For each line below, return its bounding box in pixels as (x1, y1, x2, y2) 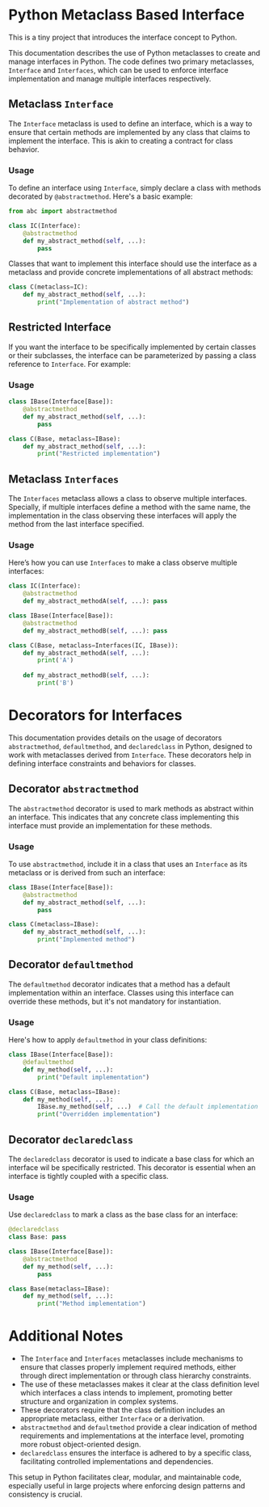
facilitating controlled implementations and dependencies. (19, 1457, 214, 1467)
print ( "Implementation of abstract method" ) (37, 298, 190, 306)
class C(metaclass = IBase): (8, 920, 99, 928)
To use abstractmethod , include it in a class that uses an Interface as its (8, 859, 248, 869)
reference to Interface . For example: (8, 359, 131, 368)
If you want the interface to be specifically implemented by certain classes (8, 342, 257, 351)
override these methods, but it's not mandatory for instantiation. (8, 996, 221, 1006)
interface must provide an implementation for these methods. (8, 820, 212, 830)
